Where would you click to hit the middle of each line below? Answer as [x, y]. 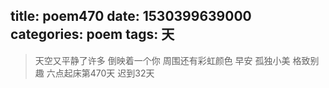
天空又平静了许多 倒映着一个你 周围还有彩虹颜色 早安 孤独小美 [162, 60]
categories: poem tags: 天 [92, 34]
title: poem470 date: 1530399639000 [131, 16]
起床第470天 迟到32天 [109, 73]
